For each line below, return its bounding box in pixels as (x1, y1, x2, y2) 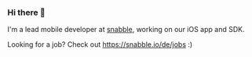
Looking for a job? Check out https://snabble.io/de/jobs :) (7, 40, 193, 49)
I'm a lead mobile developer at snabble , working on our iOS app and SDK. (7, 25, 245, 34)
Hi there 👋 (7, 7, 46, 18)
